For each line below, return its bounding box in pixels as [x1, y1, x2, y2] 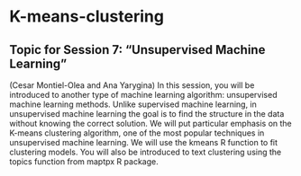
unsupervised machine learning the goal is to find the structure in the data [9, 109, 285, 119]
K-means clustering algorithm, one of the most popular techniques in [9, 128, 265, 138]
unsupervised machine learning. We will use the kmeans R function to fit [9, 137, 278, 147]
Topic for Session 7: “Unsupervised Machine [9, 42, 266, 57]
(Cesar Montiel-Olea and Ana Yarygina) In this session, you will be [9, 80, 255, 91]
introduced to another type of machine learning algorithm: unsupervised [9, 90, 278, 100]
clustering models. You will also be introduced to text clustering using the [9, 146, 282, 157]
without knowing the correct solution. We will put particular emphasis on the [9, 119, 293, 128]
